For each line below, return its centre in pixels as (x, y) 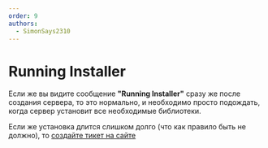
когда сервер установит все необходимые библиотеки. (105, 111)
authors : (23, 24)
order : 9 (23, 16)
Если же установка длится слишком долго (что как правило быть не (127, 127)
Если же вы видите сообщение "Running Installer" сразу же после (125, 94)
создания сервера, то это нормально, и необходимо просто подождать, (134, 102)
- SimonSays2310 (43, 31)
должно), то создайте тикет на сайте (72, 136)
